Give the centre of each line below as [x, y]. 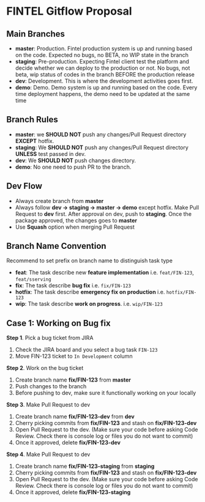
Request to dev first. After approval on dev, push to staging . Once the [103, 214]
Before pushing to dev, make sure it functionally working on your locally [106, 393]
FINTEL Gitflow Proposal [69, 11]
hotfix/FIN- [181, 293]
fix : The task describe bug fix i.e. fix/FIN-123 [73, 286]
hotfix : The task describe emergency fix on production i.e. [90, 292]
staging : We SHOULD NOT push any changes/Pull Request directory [102, 147]
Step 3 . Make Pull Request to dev [48, 405]
